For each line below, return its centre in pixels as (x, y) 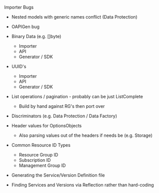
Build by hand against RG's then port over (62, 106)
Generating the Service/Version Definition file (58, 175)
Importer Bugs (19, 7)
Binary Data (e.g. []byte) (36, 36)
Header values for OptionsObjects (46, 126)
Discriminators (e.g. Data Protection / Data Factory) (64, 116)
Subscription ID (35, 160)
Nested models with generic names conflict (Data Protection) (74, 17)
